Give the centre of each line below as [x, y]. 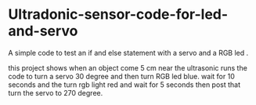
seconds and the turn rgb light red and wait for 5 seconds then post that [124, 85]
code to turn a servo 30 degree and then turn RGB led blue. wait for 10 [121, 76]
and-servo [43, 31]
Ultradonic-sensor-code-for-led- [118, 14]
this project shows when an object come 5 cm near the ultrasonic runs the [128, 67]
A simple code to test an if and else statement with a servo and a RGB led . [128, 52]
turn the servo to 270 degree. [56, 92]
